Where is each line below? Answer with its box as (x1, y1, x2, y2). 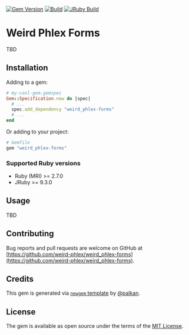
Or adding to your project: (6, 128, 69, 135)
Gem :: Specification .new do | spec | (6, 95, 91, 102)
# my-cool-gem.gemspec (6, 90, 62, 96)
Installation (6, 63, 48, 73)
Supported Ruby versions (6, 159, 81, 167)
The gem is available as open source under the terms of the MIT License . (6, 323, 184, 330)
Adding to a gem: (6, 79, 48, 86)
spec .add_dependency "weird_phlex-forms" (11, 106, 115, 112)
